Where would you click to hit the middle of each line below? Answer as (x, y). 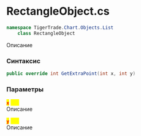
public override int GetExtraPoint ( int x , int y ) (71, 74)
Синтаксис (24, 61)
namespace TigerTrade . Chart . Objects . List (60, 28)
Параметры (25, 89)
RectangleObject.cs (58, 11)
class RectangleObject (46, 33)
